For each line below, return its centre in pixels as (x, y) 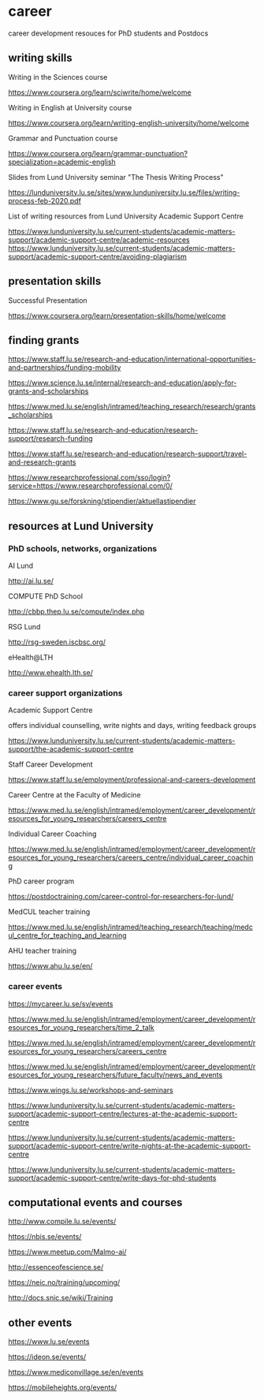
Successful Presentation (48, 300)
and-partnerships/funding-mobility (65, 368)
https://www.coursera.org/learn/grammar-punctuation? (98, 153)
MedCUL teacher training (49, 912)
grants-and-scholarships (48, 391)
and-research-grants (42, 462)
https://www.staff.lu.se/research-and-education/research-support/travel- (128, 454)
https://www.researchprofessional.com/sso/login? (89, 478)
